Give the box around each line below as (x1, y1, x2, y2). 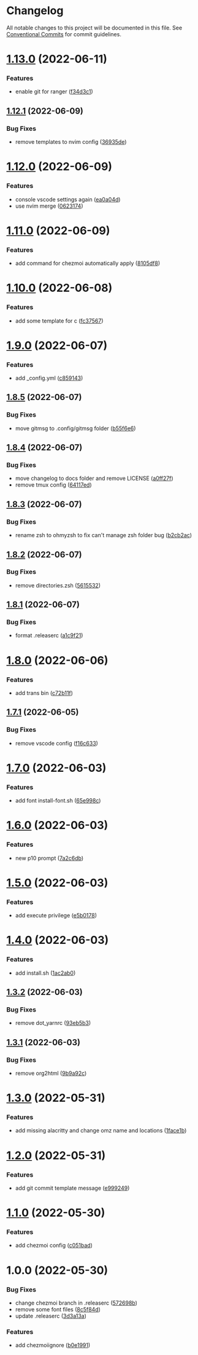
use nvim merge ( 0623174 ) (15, 202, 84, 210)
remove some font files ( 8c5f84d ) (15, 1305, 101, 1313)
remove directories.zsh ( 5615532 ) (15, 581, 101, 589)
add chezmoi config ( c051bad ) (15, 1242, 93, 1249)
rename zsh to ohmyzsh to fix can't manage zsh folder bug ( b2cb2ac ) (15, 532, 192, 539)
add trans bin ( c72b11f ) (15, 689, 74, 696)
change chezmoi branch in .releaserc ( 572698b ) (15, 1299, 138, 1306)
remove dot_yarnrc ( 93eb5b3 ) (15, 1019, 91, 1027)
